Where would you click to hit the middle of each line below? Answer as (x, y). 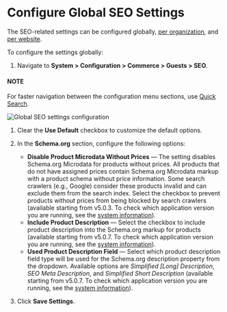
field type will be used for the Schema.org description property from (123, 259)
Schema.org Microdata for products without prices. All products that (123, 164)
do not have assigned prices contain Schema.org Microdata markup (123, 171)
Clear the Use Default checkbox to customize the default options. (110, 130)
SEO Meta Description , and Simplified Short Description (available (120, 274)
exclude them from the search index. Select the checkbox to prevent (124, 193)
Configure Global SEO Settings (96, 13)
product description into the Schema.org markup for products (114, 230)
